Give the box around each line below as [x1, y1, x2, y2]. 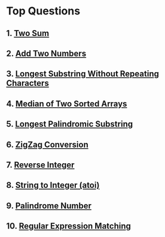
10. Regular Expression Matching [6, 221, 132, 232]
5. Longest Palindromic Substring [6, 119, 133, 130]
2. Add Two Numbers [6, 48, 87, 58]
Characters [6, 78, 49, 88]
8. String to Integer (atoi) [6, 180, 100, 190]
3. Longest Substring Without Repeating [6, 69, 160, 79]
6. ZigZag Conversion [6, 139, 88, 149]
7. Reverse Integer [6, 160, 75, 170]
